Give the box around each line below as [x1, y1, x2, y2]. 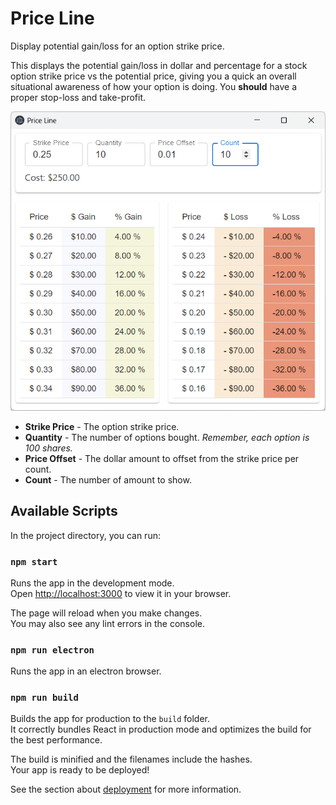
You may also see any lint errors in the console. [10, 617, 205, 629]
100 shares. [24, 442, 73, 454]
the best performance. [10, 734, 103, 746]
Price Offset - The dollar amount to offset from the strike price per [24, 452, 300, 464]
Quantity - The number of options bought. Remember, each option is [24, 431, 310, 443]
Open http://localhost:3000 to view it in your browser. [10, 587, 232, 599]
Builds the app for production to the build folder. [10, 713, 211, 725]
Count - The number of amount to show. [24, 473, 192, 486]
